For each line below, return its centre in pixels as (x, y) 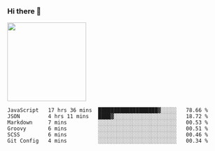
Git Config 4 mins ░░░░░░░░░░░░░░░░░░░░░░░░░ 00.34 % (108, 141)
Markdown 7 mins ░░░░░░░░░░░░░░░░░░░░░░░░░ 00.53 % (108, 123)
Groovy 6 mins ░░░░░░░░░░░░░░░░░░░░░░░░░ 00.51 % (108, 129)
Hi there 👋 (25, 11)
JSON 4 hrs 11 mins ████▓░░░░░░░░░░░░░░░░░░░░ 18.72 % (108, 117)
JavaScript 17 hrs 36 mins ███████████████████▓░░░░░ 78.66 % (108, 110)
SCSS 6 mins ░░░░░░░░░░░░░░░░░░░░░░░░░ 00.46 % (108, 135)
